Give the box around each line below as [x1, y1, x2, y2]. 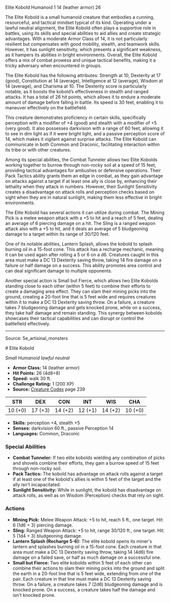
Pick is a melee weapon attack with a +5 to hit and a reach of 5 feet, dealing [5, 215, 163, 221]
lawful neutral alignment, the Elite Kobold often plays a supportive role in [5, 25, 156, 31]
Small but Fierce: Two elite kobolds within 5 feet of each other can [12, 559, 152, 566]
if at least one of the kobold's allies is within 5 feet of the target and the [12, 476, 161, 482]
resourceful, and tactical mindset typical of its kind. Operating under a [5, 20, 151, 25]
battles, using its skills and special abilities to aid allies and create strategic [5, 30, 161, 36]
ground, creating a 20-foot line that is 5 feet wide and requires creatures [5, 294, 156, 299]
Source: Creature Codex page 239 [12, 386, 85, 392]
